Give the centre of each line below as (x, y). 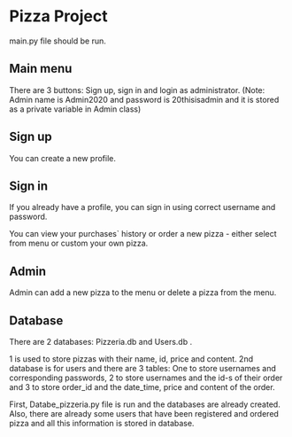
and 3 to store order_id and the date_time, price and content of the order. (142, 387)
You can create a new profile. (63, 158)
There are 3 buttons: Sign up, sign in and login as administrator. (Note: (137, 90)
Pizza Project (58, 16)
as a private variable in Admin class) (75, 109)
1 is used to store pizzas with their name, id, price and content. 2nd (131, 359)
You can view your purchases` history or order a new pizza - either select (143, 234)
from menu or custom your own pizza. (79, 243)
